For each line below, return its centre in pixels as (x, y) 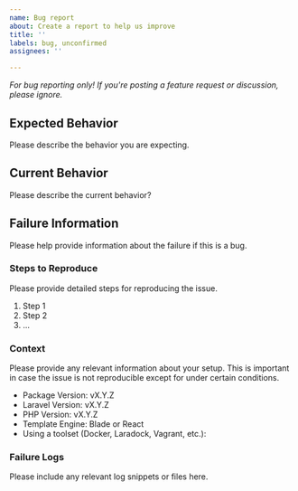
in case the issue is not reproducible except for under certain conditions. (144, 378)
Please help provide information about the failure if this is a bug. (128, 245)
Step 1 (34, 306)
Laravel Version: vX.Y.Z (66, 405)
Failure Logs (37, 458)
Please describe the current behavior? (80, 194)
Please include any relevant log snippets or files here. (109, 477)
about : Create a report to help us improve (93, 26)
